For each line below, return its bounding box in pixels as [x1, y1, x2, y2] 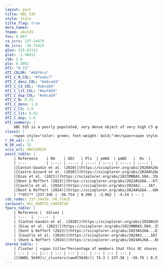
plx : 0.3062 [5, 61, 29, 66]
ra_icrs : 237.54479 [5, 39, 45, 44]
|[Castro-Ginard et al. [14, 169, 62, 175]
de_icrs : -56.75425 [5, 43, 45, 48]
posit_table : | [5, 151, 36, 156]
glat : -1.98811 [5, 52, 36, 57]
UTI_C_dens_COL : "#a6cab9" [5, 79, 60, 84]
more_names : [5, 25, 29, 30]
